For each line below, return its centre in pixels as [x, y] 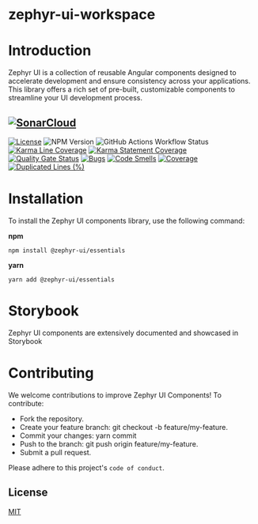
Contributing [51, 373]
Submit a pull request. [55, 452]
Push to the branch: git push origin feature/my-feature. [109, 443]
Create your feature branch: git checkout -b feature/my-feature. [123, 427]
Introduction [50, 51]
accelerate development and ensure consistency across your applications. [129, 81]
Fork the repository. [52, 418]
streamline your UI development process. [75, 98]
